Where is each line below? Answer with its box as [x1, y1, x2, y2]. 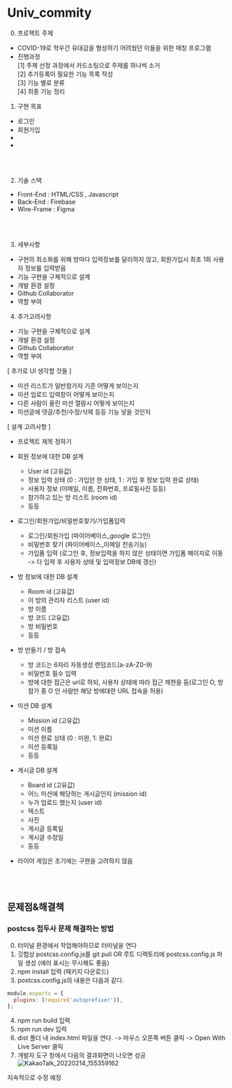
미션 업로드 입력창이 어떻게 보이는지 [17, 390, 115, 398]
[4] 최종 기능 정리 [17, 87, 65, 96]
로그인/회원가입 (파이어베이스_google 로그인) [27, 531, 151, 540]
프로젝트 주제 [17, 29, 54, 37]
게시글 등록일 [27, 824, 64, 833]
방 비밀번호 [27, 622, 58, 630]
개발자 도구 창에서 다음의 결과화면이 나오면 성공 [17, 1051, 146, 1059]
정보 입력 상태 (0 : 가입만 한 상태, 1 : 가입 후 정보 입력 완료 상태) [27, 476, 199, 484]
